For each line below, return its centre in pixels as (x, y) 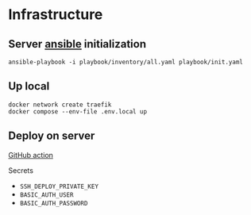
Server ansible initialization (77, 44)
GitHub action (31, 155)
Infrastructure (56, 15)
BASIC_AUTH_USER (46, 195)
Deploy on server (52, 136)
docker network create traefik (60, 105)
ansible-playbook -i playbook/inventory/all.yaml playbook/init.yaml (126, 62)
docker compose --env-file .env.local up (78, 111)
